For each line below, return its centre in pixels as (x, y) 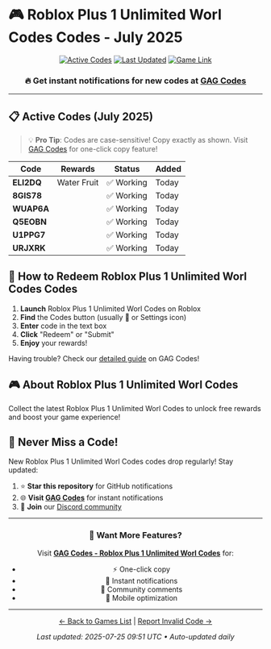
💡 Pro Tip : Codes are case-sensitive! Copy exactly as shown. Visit (138, 140)
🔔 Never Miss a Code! (63, 442)
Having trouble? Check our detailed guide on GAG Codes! (104, 358)
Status (127, 169)
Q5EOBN (29, 222)
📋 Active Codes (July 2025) (81, 116)
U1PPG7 (29, 235)
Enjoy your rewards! (54, 343)
